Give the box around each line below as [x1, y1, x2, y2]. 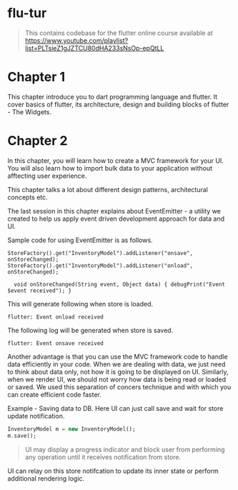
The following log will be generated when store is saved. [7, 326, 174, 334]
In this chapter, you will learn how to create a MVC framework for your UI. [7, 156, 224, 165]
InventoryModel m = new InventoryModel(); [7, 425, 136, 433]
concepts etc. [7, 193, 48, 201]
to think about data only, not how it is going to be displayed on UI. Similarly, [7, 367, 229, 376]
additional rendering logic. [7, 474, 84, 483]
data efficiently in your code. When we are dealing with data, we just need [7, 359, 226, 369]
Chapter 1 [7, 69, 66, 85]
